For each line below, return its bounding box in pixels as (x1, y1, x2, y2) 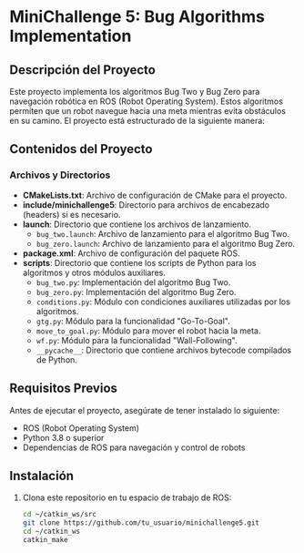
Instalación (9, 467, 75, 484)
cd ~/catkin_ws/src (22, 510, 97, 519)
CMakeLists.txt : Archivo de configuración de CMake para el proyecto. (22, 189, 288, 200)
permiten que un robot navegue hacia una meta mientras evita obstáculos (9, 106, 287, 116)
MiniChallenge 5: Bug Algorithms (9, 6, 266, 27)
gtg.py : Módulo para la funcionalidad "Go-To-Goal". (35, 315, 230, 326)
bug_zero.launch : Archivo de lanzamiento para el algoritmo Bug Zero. (35, 238, 296, 249)
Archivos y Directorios (9, 169, 111, 181)
